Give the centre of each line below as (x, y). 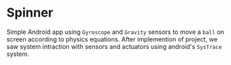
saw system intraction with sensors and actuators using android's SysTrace (114, 46)
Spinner (30, 13)
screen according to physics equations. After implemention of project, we (112, 39)
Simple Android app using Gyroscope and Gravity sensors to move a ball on (115, 32)
